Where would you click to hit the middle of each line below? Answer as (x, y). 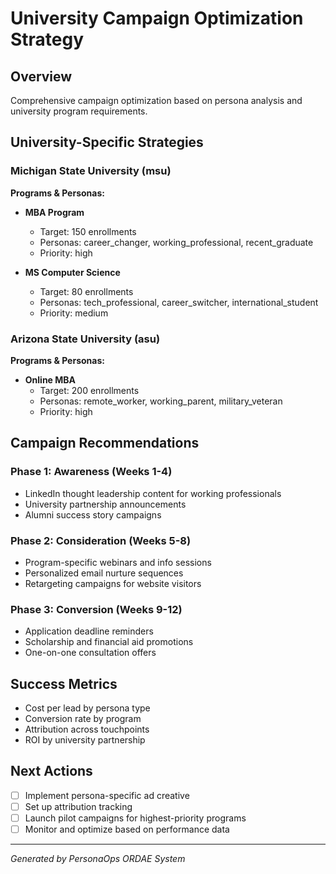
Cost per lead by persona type (87, 708)
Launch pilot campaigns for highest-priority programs (135, 818)
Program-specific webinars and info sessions (118, 562)
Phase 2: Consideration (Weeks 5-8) (101, 540)
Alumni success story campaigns (93, 514)
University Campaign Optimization (157, 18)
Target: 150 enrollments (88, 231)
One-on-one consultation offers (90, 653)
